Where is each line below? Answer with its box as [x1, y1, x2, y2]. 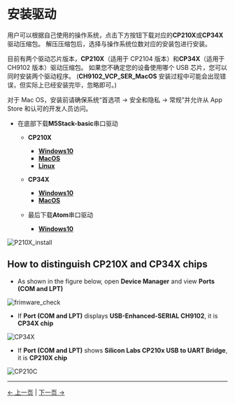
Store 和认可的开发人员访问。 [7, 104, 92, 113]
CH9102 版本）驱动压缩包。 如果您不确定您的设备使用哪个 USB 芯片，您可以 [7, 63, 227, 71]
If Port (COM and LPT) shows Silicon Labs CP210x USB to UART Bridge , [17, 346, 228, 354]
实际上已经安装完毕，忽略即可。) [25, 80, 117, 89]
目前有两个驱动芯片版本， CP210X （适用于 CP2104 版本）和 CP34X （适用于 [7, 54, 225, 63]
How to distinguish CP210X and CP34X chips [7, 258, 208, 270]
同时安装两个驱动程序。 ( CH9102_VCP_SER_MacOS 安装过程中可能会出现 [7, 71, 220, 80]
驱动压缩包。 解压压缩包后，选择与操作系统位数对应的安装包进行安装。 [7, 39, 211, 48]
